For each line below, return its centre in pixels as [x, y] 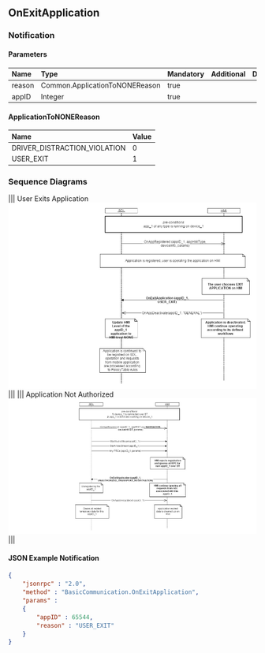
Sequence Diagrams [48, 181]
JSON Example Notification [54, 558]
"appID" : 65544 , [65, 617]
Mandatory [186, 74]
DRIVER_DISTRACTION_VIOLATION [69, 147]
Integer [52, 96]
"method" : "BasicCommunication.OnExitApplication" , [111, 592]
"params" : [40, 601]
